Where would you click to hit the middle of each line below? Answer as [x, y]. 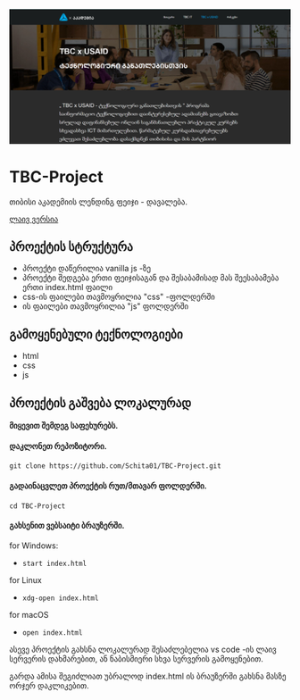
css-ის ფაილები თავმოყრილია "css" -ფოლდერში [119, 297]
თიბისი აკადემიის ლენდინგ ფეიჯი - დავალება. [98, 202]
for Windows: [34, 546]
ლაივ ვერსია [34, 219]
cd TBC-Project [37, 506]
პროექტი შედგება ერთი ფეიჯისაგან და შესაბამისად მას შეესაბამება [150, 278]
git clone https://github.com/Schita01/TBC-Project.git [115, 466]
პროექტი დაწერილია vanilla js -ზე [87, 269]
